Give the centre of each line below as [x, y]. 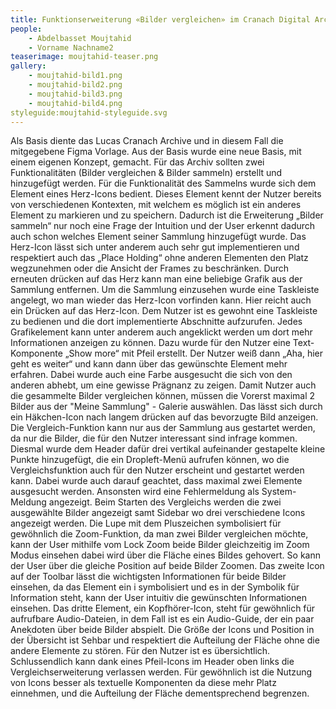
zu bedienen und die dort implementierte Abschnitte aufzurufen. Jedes [156, 322]
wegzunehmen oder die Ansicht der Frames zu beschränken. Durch [150, 268]
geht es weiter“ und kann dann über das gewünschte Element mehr [149, 364]
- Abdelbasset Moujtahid [80, 38]
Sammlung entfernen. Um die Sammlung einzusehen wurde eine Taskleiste [165, 290]
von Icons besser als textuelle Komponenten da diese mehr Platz [143, 683]
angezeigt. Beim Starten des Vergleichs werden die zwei [165, 502]
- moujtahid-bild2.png [75, 85]
